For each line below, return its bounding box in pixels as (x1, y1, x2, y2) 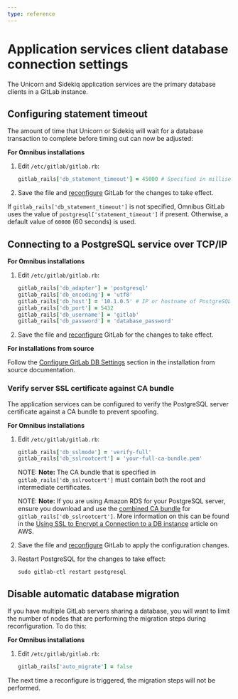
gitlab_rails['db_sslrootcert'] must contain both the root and (17, 475, 206, 484)
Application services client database (7, 41, 229, 57)
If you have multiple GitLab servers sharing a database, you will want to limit (7, 606, 230, 616)
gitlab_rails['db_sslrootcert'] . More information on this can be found (17, 512, 229, 520)
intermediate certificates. (17, 483, 92, 492)
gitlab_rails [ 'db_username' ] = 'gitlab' (17, 311, 139, 318)
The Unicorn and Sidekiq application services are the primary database (7, 80, 216, 88)
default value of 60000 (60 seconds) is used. (7, 218, 136, 226)
